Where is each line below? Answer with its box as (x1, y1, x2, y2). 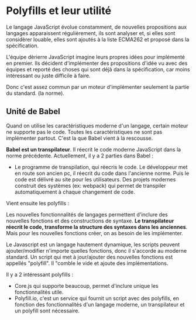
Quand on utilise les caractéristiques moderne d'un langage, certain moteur (6, 122, 188, 129)
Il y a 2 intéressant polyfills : (6, 271, 74, 278)
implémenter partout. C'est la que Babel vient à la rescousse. (6, 135, 153, 142)
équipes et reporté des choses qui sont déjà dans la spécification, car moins (6, 66, 190, 73)
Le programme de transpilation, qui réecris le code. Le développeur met (14, 163, 188, 170)
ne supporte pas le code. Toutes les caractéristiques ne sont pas (6, 128, 163, 135)
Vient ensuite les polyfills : (6, 199, 70, 207)
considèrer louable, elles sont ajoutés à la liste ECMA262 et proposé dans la (6, 36, 190, 43)
